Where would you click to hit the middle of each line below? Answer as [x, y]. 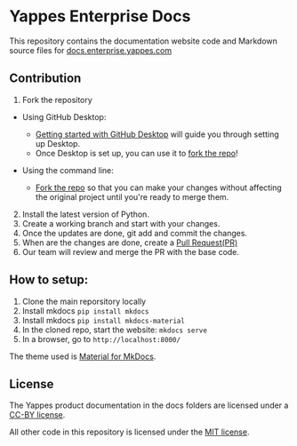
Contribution [45, 79]
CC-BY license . [37, 415]
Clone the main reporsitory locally [84, 301]
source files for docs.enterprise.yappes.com [90, 50]
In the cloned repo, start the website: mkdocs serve [114, 330]
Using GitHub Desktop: [64, 116]
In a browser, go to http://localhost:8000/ [101, 338]
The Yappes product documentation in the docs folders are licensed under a [149, 405]
